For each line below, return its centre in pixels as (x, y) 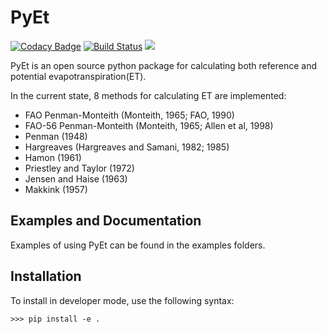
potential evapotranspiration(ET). (78, 76)
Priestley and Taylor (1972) (79, 168)
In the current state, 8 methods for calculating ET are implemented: (148, 95)
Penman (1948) (56, 136)
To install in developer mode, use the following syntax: (122, 300)
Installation (46, 276)
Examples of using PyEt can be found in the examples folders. (138, 245)
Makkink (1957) (56, 189)
